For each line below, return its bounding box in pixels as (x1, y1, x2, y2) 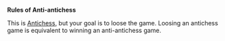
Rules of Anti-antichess (7, 6, 77, 14)
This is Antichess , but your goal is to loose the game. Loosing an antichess (7, 19, 218, 27)
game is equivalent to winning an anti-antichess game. (7, 27, 162, 34)
